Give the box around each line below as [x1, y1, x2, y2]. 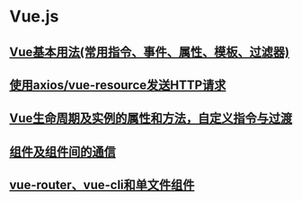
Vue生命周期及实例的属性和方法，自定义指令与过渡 [9, 110, 293, 127]
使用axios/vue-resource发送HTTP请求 [9, 77, 226, 92]
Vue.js [9, 6, 59, 27]
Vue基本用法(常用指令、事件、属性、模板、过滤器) [9, 44, 290, 59]
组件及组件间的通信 [9, 144, 116, 159]
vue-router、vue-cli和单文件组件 [9, 178, 195, 193]
